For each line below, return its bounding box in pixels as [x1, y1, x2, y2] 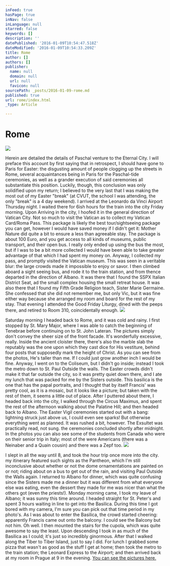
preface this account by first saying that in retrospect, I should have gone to [5, 160, 164, 167]
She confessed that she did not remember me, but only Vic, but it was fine [5, 290, 161, 297]
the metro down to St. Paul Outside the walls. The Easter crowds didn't [5, 366, 153, 372]
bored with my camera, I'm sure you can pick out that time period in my [5, 506, 155, 513]
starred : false [5, 26, 38, 32]
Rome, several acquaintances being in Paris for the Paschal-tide [5, 171, 140, 177]
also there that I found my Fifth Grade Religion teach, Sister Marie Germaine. [5, 285, 165, 291]
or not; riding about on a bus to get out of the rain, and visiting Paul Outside [5, 468, 163, 474]
